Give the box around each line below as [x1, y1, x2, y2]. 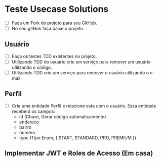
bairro [19, 124, 32, 130]
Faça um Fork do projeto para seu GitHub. [11, 20, 97, 26]
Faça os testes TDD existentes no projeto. [11, 53, 97, 59]
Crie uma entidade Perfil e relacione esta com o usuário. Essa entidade [11, 103, 157, 108]
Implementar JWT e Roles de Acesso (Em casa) [4, 149, 154, 158]
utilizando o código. [11, 64, 52, 70]
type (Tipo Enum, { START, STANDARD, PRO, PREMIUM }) [19, 135, 137, 141]
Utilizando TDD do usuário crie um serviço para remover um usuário [11, 58, 151, 65]
